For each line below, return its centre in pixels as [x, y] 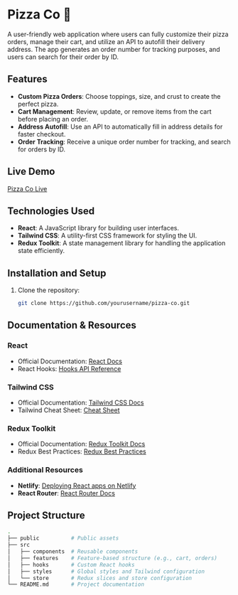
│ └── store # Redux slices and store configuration [100, 578]
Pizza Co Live [27, 188]
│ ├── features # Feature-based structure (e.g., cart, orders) [113, 558]
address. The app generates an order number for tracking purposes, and [114, 49]
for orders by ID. [42, 149]
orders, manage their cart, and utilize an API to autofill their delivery [106, 41]
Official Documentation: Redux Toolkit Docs [81, 444]
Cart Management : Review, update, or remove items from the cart [114, 111]
